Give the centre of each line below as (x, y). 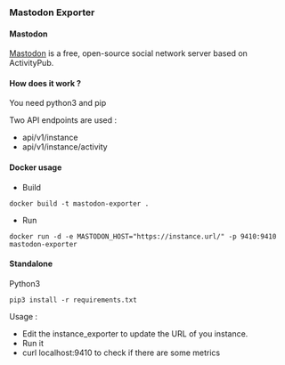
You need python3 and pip (58, 103)
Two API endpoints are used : (63, 120)
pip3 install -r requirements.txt (73, 300)
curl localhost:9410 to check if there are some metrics (121, 353)
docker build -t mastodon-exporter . (79, 203)
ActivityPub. (32, 63)
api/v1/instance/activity (65, 147)
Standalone (31, 264)
